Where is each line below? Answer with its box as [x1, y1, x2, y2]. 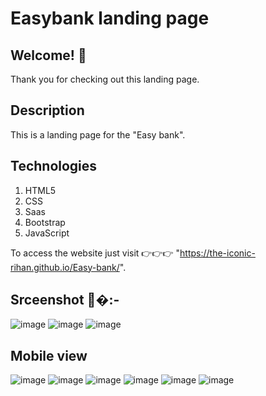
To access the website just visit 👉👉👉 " [10, 247, 181, 259]
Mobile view [10, 347, 88, 364]
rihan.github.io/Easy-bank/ [10, 261, 120, 273]
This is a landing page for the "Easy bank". [10, 128, 186, 141]
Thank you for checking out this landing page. [10, 73, 200, 85]
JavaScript [24, 227, 70, 239]
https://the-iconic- [179, 247, 256, 259]
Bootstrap [24, 216, 66, 228]
